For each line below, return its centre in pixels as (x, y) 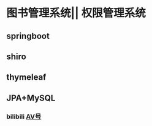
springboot (28, 36)
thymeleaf (26, 77)
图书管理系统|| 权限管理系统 (76, 13)
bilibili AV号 (24, 116)
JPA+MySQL (31, 98)
